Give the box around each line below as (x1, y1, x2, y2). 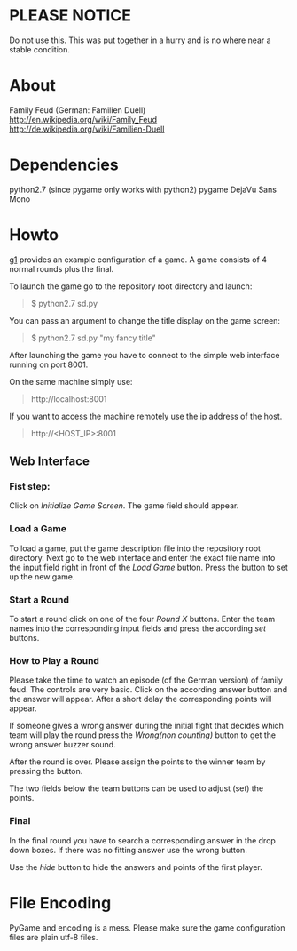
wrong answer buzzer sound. (9, 739, 117, 750)
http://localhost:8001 (30, 393, 107, 404)
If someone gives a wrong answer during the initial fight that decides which (9, 721, 284, 731)
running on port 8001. (9, 359, 89, 370)
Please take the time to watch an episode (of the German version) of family (9, 675, 284, 685)
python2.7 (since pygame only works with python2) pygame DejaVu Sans (9, 184, 277, 195)
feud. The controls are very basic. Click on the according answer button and (9, 684, 288, 695)
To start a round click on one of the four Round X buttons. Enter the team (9, 614, 276, 625)
